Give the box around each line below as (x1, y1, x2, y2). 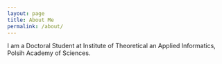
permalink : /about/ (7, 23, 64, 30)
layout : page (7, 10, 45, 17)
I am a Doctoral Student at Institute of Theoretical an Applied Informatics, (7, 42, 216, 50)
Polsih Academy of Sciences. (7, 49, 91, 57)
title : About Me (7, 17, 54, 23)
